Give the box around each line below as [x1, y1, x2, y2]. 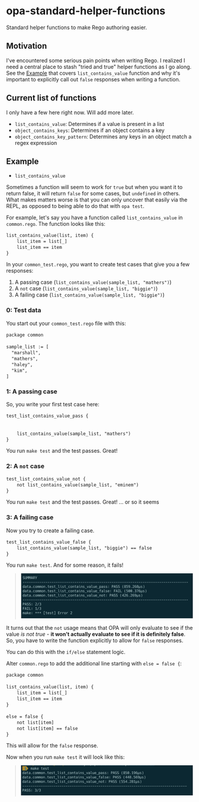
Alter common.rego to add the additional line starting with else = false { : [6, 660, 182, 667]
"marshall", [11, 349, 41, 356]
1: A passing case [6, 387, 57, 396]
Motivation [6, 41, 47, 51]
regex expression [14, 139, 57, 146]
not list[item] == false [17, 726, 78, 732]
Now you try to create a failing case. [6, 527, 95, 534]
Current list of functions [6, 93, 97, 103]
